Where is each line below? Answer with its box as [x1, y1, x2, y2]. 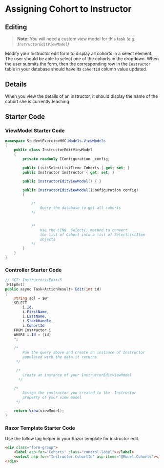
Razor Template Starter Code [5, 424, 76, 431]
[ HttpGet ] [5, 282, 25, 287]
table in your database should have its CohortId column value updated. [5, 66, 147, 72]
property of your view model [22, 395, 82, 400]
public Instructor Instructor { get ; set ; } [22, 170, 115, 175]
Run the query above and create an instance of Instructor [22, 350, 145, 355]
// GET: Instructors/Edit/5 [5, 278, 62, 283]
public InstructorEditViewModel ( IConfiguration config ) [22, 187, 139, 193]
